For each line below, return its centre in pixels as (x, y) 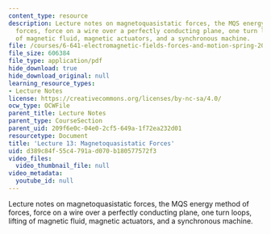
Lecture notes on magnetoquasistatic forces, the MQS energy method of (129, 203)
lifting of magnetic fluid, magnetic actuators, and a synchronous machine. (131, 221)
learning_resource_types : (52, 83)
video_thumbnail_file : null (63, 166)
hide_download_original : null (59, 76)
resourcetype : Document (48, 136)
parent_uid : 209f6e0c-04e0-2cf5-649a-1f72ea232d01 (95, 128)
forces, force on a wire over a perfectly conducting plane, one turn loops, (130, 212)
